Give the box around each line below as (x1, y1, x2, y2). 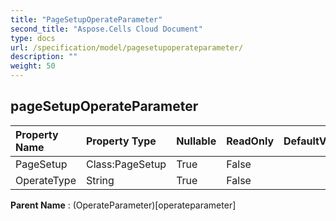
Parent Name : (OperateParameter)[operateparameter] (10, 199, 237, 211)
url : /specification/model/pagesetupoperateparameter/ (10, 42, 244, 53)
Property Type (85, 134, 157, 148)
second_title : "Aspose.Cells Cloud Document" (10, 24, 203, 34)
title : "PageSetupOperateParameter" (10, 14, 163, 25)
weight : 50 (10, 61, 56, 71)
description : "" (10, 52, 78, 62)
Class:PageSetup (85, 157, 167, 171)
